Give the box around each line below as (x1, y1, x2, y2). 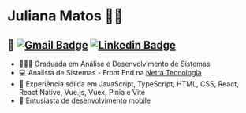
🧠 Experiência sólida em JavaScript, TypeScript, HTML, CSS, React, (18, 79, 240, 89)
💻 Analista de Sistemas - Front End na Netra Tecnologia (18, 68, 202, 77)
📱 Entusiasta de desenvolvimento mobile (18, 96, 151, 105)
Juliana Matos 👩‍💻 (7, 7, 124, 25)
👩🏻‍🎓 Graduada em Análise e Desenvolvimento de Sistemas (18, 59, 211, 68)
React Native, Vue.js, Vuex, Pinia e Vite (18, 88, 146, 97)
